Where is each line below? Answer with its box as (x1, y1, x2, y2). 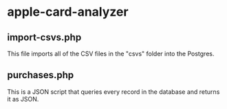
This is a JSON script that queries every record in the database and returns (7, 87, 220, 96)
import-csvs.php (7, 32, 82, 43)
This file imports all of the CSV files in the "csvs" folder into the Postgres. (7, 49, 215, 58)
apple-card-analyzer (7, 4, 129, 20)
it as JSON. (7, 95, 39, 103)
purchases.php (7, 69, 74, 81)
